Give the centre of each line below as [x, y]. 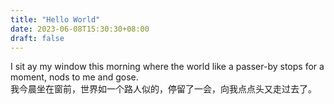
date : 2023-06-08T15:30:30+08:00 [80, 29]
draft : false [37, 38]
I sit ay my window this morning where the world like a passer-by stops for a [167, 67]
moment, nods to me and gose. [74, 77]
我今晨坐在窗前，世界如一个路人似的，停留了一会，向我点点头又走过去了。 [163, 89]
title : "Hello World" [55, 19]
